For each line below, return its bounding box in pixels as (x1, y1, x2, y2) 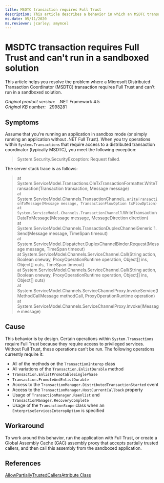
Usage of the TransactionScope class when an (12, 402, 105, 408)
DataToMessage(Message (17, 215, 70, 221)
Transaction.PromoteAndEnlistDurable (12, 377, 89, 382)
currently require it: (5, 351, 44, 357)
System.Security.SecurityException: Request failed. (17, 156, 121, 162)
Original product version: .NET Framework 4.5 (5, 99, 100, 105)
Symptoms (5, 118, 39, 126)
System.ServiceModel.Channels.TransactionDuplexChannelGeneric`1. (17, 226, 157, 231)
